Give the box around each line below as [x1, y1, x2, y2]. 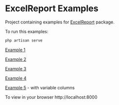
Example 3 [5, 65, 26, 71]
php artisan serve [5, 38, 43, 43]
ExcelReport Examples [5, 3, 99, 14]
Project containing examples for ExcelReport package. [5, 19, 115, 25]
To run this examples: [5, 28, 48, 34]
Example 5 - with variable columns [5, 84, 75, 90]
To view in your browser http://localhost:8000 [5, 94, 98, 100]
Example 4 [5, 75, 27, 81]
